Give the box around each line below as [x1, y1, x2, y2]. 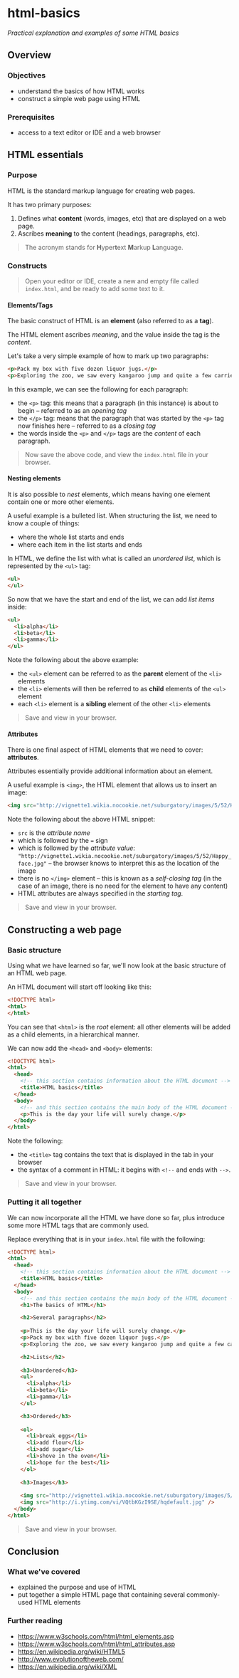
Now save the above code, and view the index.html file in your [24, 450, 208, 458]
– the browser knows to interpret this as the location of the [48, 859, 220, 868]
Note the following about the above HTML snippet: [7, 815, 155, 824]
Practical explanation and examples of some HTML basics [7, 28, 179, 37]
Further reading [7, 1616, 63, 1626]
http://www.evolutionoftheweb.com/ [17, 1655, 124, 1663]
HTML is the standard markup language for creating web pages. [7, 187, 196, 195]
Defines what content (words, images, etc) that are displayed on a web [17, 214, 226, 222]
